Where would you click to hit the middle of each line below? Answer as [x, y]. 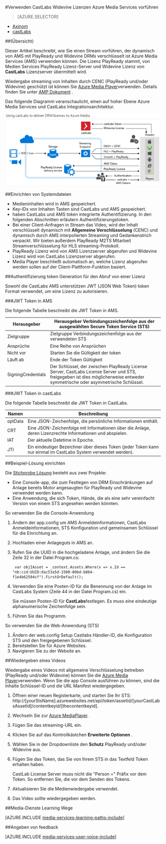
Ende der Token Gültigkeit [76, 360]
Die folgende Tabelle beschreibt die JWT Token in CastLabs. [67, 403]
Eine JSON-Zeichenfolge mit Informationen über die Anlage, [89, 428]
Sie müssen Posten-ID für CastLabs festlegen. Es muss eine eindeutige [84, 601]
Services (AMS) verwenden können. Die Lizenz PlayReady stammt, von [78, 61]
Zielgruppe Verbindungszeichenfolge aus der [96, 334]
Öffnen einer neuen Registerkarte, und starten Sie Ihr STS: [72, 695]
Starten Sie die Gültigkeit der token [85, 353]
